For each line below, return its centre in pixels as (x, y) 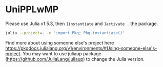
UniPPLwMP (32, 9)
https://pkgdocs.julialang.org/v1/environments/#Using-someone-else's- (81, 48)
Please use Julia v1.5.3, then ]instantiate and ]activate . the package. (82, 24)
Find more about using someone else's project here (60, 42)
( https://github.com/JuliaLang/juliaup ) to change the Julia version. (75, 59)
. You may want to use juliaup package (61, 53)
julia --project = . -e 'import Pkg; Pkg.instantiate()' (65, 33)
